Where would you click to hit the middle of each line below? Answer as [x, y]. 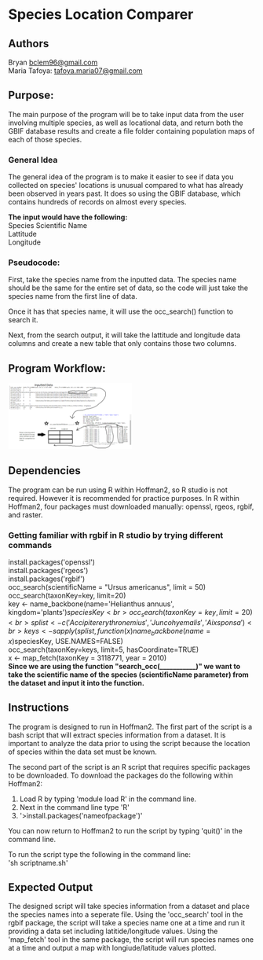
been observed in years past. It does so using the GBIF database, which [124, 193]
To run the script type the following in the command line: [99, 854]
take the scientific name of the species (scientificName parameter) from [128, 675]
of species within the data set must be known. [82, 752]
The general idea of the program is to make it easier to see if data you [121, 177]
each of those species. [45, 139]
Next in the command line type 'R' [74, 807]
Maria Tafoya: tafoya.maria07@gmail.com [75, 71]
